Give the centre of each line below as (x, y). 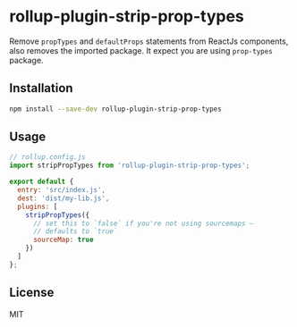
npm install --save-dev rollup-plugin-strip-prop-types (115, 109)
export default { (42, 182)
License (32, 293)
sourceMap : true (63, 240)
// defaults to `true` (75, 231)
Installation (41, 88)
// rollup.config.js (48, 157)
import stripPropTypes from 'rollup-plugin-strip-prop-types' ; (130, 166)
